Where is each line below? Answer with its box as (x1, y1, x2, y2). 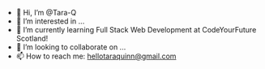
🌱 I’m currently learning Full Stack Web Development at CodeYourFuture (15, 25, 257, 34)
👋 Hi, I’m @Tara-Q (15, 8, 77, 17)
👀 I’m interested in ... (15, 16, 85, 26)
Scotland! (15, 33, 49, 43)
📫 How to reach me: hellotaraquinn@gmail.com (15, 51, 177, 61)
